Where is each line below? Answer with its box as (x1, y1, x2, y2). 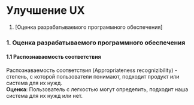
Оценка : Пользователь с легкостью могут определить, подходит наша (6, 86, 189, 93)
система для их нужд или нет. (6, 92, 83, 100)
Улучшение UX (6, 4, 85, 17)
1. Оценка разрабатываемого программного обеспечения (6, 38, 186, 47)
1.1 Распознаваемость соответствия (6, 53, 102, 61)
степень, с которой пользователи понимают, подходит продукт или (6, 73, 180, 80)
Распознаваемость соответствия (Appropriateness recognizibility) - (6, 67, 178, 74)
